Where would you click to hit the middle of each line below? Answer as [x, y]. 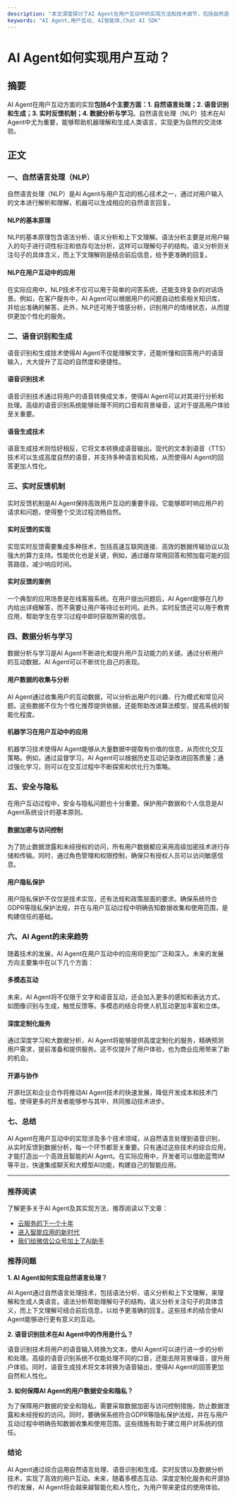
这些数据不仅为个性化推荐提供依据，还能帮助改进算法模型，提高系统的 [121, 705]
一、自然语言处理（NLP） [50, 177]
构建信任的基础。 [32, 917]
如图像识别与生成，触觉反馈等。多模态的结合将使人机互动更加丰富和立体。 [115, 1006]
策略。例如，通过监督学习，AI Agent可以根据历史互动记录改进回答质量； [113, 757]
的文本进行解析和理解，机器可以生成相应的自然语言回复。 [91, 203]
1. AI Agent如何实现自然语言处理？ [57, 1278]
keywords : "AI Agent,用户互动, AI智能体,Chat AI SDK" [84, 21]
